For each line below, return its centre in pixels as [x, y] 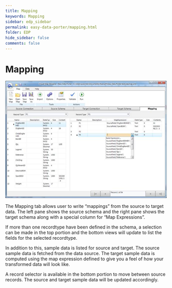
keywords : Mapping [25, 16]
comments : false [23, 44]
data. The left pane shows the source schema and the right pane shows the [85, 212]
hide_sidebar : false [27, 38]
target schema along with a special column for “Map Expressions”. [75, 217]
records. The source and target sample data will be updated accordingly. [82, 279]
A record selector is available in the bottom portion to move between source [85, 274]
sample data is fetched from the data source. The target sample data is [80, 253]
